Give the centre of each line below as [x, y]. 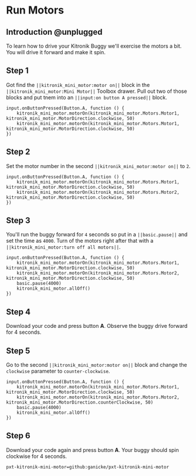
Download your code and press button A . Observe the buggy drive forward [97, 326]
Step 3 [18, 221]
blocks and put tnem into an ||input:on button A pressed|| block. [87, 97]
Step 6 [18, 436]
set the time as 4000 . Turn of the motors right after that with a [80, 241]
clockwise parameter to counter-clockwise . [58, 371]
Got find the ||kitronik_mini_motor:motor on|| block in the [78, 85]
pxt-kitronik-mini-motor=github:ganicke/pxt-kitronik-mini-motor [87, 467]
